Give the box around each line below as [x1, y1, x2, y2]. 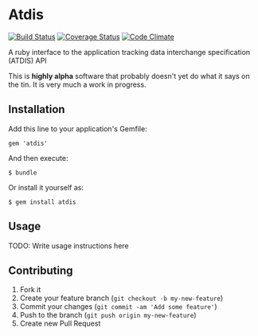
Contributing [8, 264, 73, 277]
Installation [8, 103, 65, 116]
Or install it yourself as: [8, 182, 84, 192]
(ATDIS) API [8, 56, 47, 65]
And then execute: [8, 153, 68, 162]
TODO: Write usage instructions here [8, 240, 129, 250]
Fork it [19, 285, 41, 295]
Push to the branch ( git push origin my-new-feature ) [19, 311, 197, 320]
